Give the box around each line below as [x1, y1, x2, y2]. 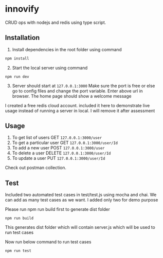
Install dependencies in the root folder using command [12, 46, 122, 52]
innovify [5, 3, 39, 15]
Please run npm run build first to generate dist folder [5, 206, 110, 212]
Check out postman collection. [5, 165, 67, 171]
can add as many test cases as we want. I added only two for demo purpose [5, 197, 158, 203]
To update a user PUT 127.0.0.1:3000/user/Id [12, 155, 106, 161]
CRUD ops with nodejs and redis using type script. [5, 19, 106, 25]
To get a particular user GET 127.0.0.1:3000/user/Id [12, 140, 118, 146]
